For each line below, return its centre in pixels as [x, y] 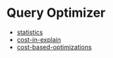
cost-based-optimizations [54, 47]
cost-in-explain [39, 39]
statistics [30, 32]
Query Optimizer [56, 13]
